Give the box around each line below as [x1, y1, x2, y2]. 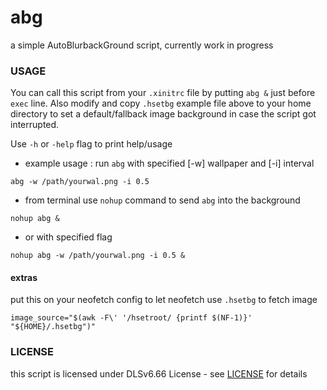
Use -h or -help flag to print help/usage [10, 138, 173, 150]
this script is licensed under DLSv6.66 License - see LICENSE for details [10, 367, 308, 380]
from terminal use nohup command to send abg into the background [24, 194, 301, 206]
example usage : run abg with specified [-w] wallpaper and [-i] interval [24, 157, 315, 170]
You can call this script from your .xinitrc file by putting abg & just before [10, 87, 316, 99]
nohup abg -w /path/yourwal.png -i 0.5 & [10, 251, 186, 261]
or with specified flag [24, 231, 113, 243]
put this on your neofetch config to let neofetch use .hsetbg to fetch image [10, 294, 318, 306]
